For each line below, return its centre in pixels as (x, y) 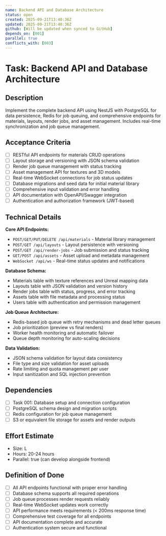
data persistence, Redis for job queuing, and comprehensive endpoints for (83, 116)
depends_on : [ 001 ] (25, 34)
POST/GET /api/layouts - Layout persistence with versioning (76, 245)
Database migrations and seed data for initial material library (76, 183)
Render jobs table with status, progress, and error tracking (74, 291)
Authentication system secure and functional (60, 528)
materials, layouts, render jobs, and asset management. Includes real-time (83, 121)
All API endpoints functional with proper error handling (70, 488)
